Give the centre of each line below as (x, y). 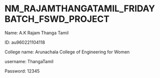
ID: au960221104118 (25, 42)
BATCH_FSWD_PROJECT (57, 19)
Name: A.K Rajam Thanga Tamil (37, 33)
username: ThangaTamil (29, 61)
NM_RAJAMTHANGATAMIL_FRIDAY (80, 9)
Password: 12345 (22, 71)
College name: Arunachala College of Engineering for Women (67, 52)
